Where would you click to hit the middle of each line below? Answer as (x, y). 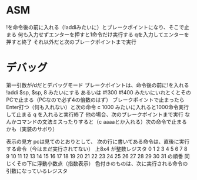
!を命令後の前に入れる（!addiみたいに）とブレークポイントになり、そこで (95, 27)
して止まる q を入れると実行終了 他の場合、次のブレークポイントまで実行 (95, 114)
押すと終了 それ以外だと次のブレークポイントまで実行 (71, 42)
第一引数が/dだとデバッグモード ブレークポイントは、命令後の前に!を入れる (98, 85)
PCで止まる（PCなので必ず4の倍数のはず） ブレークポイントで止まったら (95, 100)
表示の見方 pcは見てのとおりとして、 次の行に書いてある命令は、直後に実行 (98, 141)
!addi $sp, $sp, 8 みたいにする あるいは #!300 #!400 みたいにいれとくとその (98, 92)
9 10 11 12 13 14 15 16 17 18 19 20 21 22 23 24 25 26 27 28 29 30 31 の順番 (95, 156)
